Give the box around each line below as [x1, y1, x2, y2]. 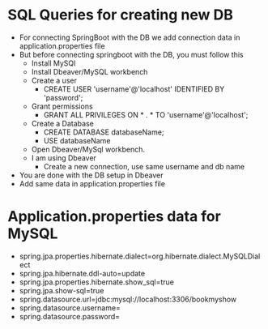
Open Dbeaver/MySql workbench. [31, 144, 146, 154]
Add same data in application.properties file [19, 178, 165, 188]
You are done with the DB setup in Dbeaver [19, 170, 164, 180]
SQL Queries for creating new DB [7, 6, 234, 24]
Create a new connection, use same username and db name [43, 161, 245, 171]
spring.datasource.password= [19, 311, 121, 321]
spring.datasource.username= [19, 302, 121, 313]
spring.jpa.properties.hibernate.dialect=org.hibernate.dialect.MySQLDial [19, 251, 261, 261]
